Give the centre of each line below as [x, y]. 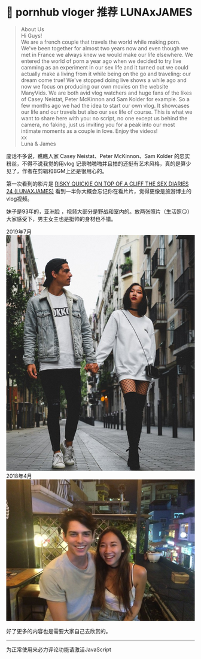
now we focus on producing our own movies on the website [95, 86]
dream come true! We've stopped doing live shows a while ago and [103, 80]
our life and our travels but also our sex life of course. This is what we [106, 112]
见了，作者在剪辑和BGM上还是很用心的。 [57, 171]
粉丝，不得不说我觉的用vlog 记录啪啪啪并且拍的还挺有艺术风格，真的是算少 [99, 163]
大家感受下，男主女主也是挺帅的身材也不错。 [61, 218]
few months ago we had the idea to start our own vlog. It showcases [105, 105]
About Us [33, 29]
